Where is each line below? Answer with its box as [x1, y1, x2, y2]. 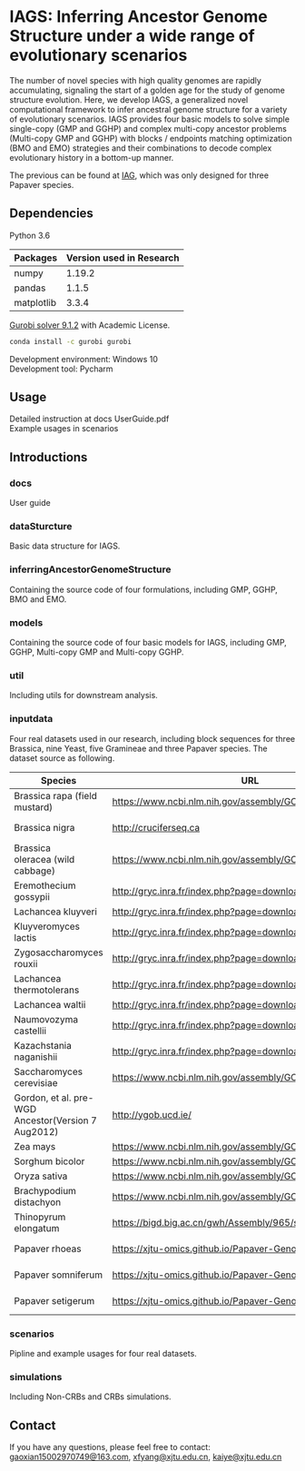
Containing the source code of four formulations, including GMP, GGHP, [9, 584, 279, 595]
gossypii [14, 890, 50, 903]
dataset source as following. [9, 752, 115, 764]
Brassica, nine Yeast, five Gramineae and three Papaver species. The [9, 743, 268, 754]
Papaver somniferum [14, 1269, 103, 1281]
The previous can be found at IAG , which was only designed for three [9, 170, 270, 181]
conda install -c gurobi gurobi [9, 337, 132, 346]
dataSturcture [9, 520, 73, 533]
